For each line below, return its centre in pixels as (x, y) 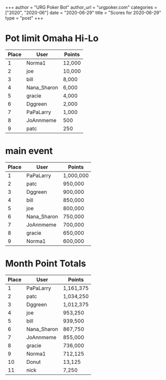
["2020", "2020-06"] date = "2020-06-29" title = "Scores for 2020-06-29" (83, 13)
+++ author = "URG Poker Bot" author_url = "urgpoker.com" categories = (81, 7)
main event (29, 151)
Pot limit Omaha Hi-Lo (52, 39)
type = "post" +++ (24, 18)
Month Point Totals (46, 264)
